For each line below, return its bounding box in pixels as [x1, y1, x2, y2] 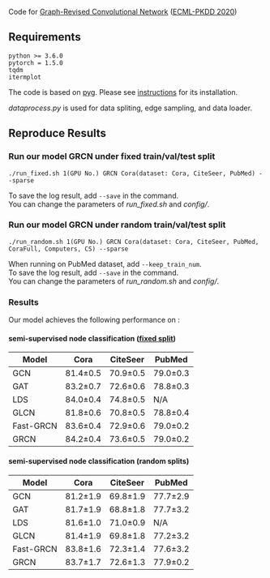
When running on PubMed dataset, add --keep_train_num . [8, 259, 203, 268]
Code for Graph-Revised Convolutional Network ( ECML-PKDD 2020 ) [8, 7, 238, 16]
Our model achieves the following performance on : [8, 315, 181, 325]
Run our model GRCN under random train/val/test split [8, 219, 226, 230]
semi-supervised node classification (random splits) [8, 456, 190, 465]
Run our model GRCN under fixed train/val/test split [8, 151, 216, 162]
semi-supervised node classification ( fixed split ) [8, 333, 177, 343]
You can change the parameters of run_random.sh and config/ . [8, 276, 220, 286]
